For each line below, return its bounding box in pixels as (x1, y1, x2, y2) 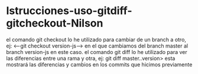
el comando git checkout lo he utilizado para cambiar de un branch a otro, (6, 36, 186, 43)
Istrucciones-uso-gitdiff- (6, 4, 132, 18)
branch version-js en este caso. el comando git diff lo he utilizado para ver (6, 48, 187, 55)
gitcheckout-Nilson (6, 16, 103, 30)
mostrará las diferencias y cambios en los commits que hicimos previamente (6, 60, 193, 68)
